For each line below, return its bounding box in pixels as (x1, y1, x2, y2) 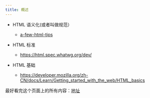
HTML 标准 (12, 42, 36, 48)
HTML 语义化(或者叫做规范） (12, 21, 72, 27)
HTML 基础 (12, 62, 36, 68)
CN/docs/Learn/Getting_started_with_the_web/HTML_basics (20, 77, 145, 83)
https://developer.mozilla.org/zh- (20, 72, 89, 78)
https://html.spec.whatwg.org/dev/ (20, 52, 92, 58)
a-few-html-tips (20, 31, 53, 37)
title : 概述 (5, 7, 29, 12)
